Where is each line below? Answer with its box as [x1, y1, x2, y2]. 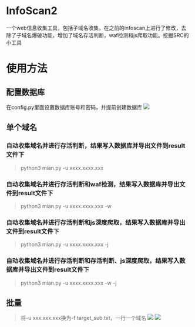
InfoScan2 [6, 4, 58, 18]
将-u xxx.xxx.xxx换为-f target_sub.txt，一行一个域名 [20, 315, 147, 322]
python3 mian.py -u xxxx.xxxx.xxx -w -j [20, 279, 117, 286]
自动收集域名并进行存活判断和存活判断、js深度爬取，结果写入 [6, 257, 180, 265]
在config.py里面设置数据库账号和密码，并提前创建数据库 [6, 104, 143, 111]
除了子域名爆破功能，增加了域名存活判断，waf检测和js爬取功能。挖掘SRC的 [6, 31, 189, 39]
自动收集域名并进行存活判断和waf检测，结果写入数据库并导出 [6, 180, 180, 188]
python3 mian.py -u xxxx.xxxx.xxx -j [20, 241, 109, 248]
